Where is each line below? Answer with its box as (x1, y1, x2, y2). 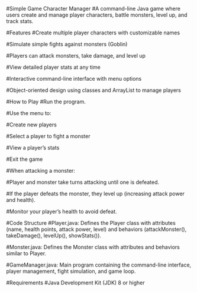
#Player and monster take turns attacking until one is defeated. (6, 179, 160, 186)
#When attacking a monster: (6, 167, 76, 174)
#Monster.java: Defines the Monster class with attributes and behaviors (6, 243, 180, 250)
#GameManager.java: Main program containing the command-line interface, (6, 261, 192, 268)
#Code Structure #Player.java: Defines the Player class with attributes (6, 220, 176, 226)
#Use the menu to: (6, 110, 51, 116)
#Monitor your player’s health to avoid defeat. (6, 208, 117, 215)
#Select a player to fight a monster (6, 133, 91, 139)
